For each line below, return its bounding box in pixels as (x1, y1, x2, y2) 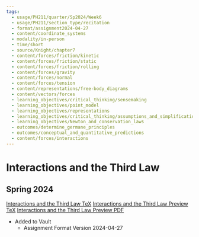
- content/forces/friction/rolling (11, 63, 99, 70)
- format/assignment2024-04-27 (11, 25, 89, 31)
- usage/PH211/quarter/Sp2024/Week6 (11, 14, 102, 20)
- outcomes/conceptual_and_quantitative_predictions (11, 130, 145, 136)
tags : (6, 8, 20, 15)
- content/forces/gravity (11, 69, 76, 75)
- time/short (11, 42, 44, 48)
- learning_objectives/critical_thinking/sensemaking (11, 97, 147, 103)
